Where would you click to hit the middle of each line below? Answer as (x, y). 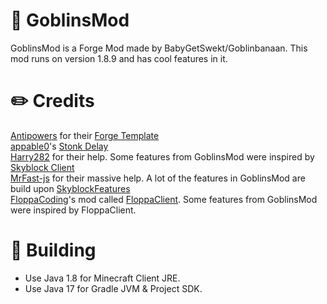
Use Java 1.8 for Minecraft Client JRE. (102, 278)
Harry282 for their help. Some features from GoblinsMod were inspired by (162, 156)
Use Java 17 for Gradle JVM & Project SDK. (113, 288)
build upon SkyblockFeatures (70, 188)
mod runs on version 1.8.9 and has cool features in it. (119, 58)
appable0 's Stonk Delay (59, 146)
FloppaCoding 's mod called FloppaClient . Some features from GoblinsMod (164, 199)
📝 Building (53, 250)
